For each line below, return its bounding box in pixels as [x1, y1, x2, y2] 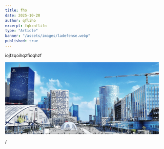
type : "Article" [5, 28, 38, 33]
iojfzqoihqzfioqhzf [5, 52, 42, 58]
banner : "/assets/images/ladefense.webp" [5, 33, 91, 38]
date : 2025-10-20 [5, 13, 41, 18]
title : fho [5, 8, 27, 13]
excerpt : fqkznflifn [5, 23, 47, 28]
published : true [5, 39, 38, 44]
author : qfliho [5, 18, 36, 23]
